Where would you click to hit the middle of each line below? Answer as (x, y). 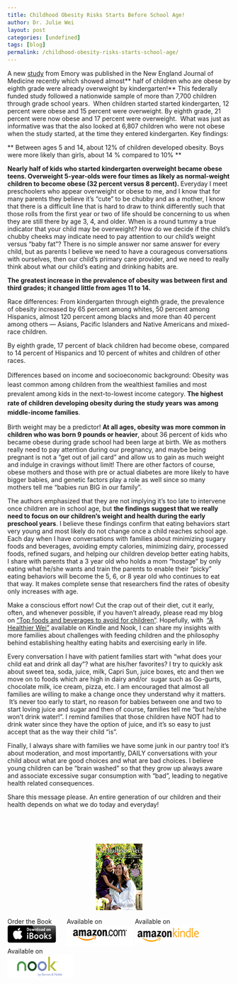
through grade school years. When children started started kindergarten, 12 (118, 104)
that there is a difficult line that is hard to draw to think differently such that (116, 206)
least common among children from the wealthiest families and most (107, 384)
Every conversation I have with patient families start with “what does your (114, 656)
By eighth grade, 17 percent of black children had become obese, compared (118, 345)
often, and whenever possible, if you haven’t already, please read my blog (115, 613)
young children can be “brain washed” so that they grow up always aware (115, 768)
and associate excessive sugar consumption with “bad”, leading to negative (118, 776)
